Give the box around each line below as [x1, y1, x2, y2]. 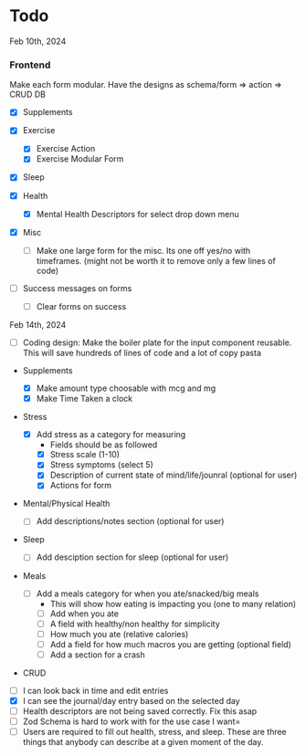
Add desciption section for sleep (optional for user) [36, 551, 229, 562]
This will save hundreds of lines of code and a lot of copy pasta [22, 347, 262, 358]
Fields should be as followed [49, 439, 158, 450]
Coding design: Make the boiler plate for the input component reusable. [22, 337, 292, 348]
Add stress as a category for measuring [36, 429, 186, 440]
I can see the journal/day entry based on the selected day [22, 695, 240, 706]
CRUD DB [9, 89, 46, 100]
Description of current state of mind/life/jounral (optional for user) [49, 469, 298, 480]
